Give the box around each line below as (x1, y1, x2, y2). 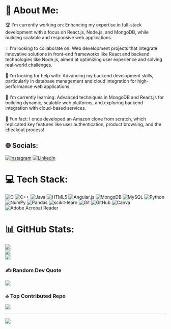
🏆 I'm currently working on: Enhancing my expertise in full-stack (5, 21, 142, 27)
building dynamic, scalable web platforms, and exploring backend (5, 99, 144, 106)
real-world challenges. (5, 62, 52, 68)
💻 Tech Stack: (5, 173, 68, 185)
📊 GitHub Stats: (5, 223, 75, 235)
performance (5, 83, 33, 89)
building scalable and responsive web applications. (5, 34, 112, 40)
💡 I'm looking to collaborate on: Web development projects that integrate (5, 45, 158, 51)
